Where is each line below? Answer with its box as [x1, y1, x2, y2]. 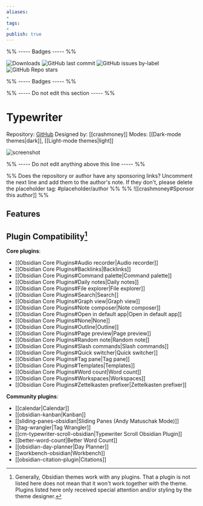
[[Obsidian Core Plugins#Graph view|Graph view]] [14, 297, 140, 305]
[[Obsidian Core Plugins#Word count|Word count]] [14, 368, 141, 375]
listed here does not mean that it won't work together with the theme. [14, 480, 188, 487]
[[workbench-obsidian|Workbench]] [14, 450, 106, 457]
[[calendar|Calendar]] [14, 404, 69, 412]
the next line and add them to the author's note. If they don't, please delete [6, 179, 193, 186]
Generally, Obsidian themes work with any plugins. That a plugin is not [14, 473, 190, 481]
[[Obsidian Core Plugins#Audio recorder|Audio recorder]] [14, 259, 158, 267]
